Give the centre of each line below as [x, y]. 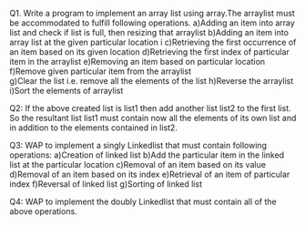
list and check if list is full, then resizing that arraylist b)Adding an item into [149, 32]
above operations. [43, 211]
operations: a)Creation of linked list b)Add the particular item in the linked [147, 155]
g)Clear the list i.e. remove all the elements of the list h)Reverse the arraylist [152, 81]
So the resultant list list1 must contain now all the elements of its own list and [153, 118]
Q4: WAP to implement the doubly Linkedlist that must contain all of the [143, 201]
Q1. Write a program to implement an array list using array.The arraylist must [152, 13]
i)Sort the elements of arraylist [66, 91]
